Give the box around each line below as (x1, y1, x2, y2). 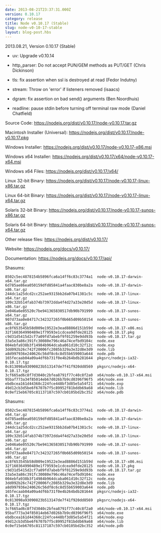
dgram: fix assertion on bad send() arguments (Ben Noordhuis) (12, 96, 139, 102)
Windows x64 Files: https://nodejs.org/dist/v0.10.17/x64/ (5, 168, 118, 174)
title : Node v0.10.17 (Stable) (5, 21, 69, 26)
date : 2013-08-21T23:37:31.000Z (5, 7, 71, 12)
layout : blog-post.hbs (5, 30, 51, 35)
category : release (5, 16, 43, 21)
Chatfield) (12, 111, 33, 116)
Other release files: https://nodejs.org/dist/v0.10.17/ (5, 237, 108, 242)
